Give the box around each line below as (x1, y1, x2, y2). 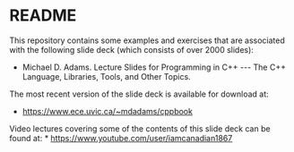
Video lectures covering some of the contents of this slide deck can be (9, 122, 271, 134)
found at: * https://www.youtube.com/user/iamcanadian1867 (9, 132, 233, 143)
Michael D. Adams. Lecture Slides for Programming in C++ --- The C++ (22, 62, 287, 72)
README (9, 5, 77, 26)
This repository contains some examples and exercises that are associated (9, 35, 285, 46)
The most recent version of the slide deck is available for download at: (9, 89, 269, 99)
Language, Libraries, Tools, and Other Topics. (22, 71, 191, 81)
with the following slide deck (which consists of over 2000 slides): (9, 44, 254, 55)
